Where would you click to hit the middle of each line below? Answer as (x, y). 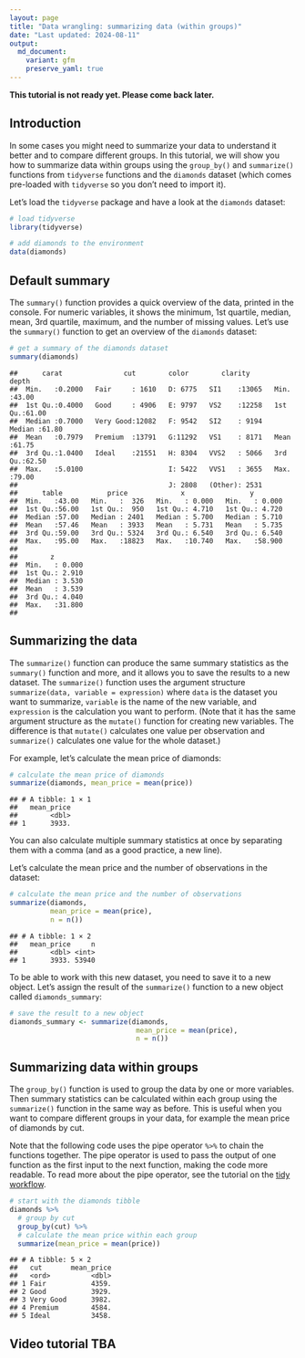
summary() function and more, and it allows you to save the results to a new (150, 673)
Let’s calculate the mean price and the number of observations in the (139, 868)
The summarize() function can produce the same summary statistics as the (149, 663)
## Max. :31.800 (46, 605)
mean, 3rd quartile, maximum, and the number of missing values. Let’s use (149, 322)
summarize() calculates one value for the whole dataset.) (115, 740)
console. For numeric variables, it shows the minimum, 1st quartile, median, (150, 312)
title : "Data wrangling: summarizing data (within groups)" (126, 26)
